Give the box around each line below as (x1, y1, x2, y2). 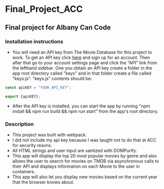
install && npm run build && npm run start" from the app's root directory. (12, 108, 159, 114)
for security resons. (12, 142, 53, 148)
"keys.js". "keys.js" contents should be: (12, 75, 92, 81)
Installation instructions (5, 38, 64, 45)
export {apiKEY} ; (5, 94, 41, 99)
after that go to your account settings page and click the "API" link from (12, 59, 158, 65)
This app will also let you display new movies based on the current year (12, 174, 158, 180)
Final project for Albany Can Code (5, 23, 111, 32)
